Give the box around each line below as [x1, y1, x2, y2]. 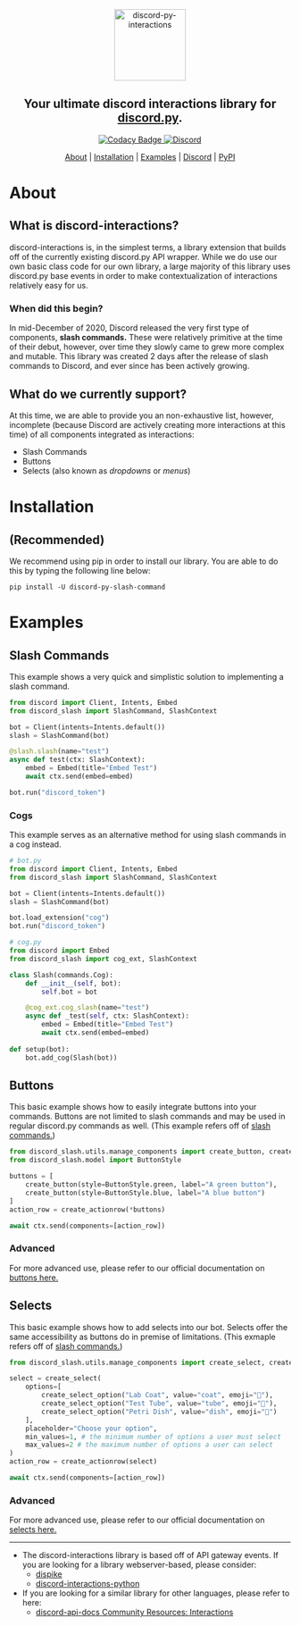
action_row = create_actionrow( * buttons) [9, 1205, 166, 1214]
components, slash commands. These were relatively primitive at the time [9, 332, 283, 343]
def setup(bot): [9, 1044, 70, 1053]
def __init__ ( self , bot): [25, 978, 122, 988]
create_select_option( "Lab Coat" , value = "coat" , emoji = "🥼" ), [41, 1391, 274, 1400]
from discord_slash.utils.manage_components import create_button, [9, 1147, 266, 1156]
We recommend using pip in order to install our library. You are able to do [9, 556, 279, 566]
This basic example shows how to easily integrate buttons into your [9, 1102, 257, 1112]
